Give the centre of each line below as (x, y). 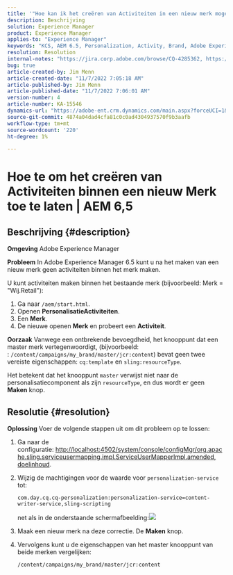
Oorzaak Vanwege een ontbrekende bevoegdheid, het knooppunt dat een (113, 340)
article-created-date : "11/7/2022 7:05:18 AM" (76, 78)
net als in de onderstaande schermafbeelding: (83, 518)
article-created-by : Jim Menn (51, 72)
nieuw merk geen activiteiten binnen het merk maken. (84, 270)
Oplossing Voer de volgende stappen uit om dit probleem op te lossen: (109, 429)
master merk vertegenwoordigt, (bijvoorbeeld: (73, 347)
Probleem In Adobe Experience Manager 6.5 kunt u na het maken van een (113, 262)
